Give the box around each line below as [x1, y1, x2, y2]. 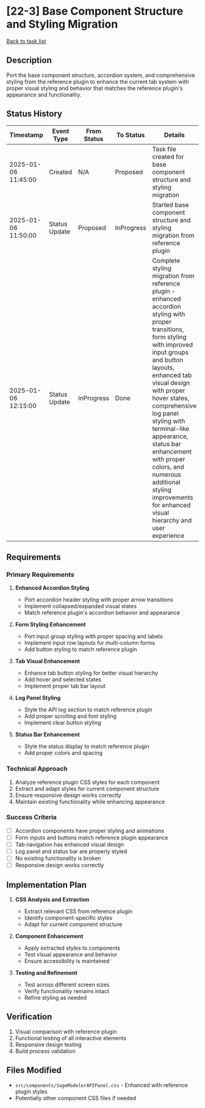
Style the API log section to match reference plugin [24, 706, 153, 713]
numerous [152, 470, 181, 479]
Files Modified [6, 1065, 62, 1076]
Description [6, 55, 52, 65]
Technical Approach [6, 765, 68, 773]
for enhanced [152, 501, 191, 509]
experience [152, 531, 185, 540]
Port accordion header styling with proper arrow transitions [24, 596, 174, 603]
